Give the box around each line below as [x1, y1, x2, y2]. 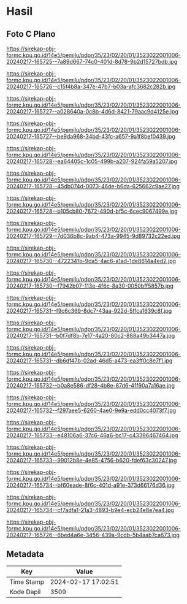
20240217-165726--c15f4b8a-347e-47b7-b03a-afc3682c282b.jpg [6, 83, 176, 90]
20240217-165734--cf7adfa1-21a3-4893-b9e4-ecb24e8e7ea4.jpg [6, 507, 175, 513]
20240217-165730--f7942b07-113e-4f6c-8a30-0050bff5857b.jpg [6, 282, 174, 289]
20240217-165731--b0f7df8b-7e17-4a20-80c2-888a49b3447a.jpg [6, 332, 175, 339]
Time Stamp [9, 578, 45, 586]
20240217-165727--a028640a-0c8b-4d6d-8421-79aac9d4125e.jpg [6, 108, 179, 115]
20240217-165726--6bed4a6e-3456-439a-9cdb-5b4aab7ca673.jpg [6, 532, 180, 538]
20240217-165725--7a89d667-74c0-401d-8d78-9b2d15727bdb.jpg [6, 58, 178, 65]
